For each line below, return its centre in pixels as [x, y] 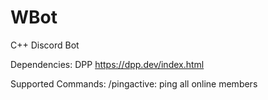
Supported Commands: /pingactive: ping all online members [134, 83]
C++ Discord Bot [45, 45]
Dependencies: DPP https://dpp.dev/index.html [107, 64]
